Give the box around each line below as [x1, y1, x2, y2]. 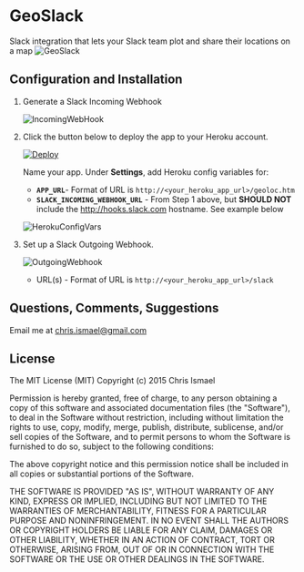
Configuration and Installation [9, 72, 183, 87]
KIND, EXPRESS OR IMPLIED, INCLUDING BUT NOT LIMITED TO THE [9, 495, 268, 506]
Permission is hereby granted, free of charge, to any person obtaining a [9, 393, 278, 403]
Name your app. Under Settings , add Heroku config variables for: [22, 166, 269, 178]
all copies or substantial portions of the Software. [9, 468, 194, 479]
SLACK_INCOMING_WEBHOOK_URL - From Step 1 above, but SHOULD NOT [35, 193, 292, 205]
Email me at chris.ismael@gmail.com [9, 324, 147, 335]
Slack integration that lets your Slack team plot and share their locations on [9, 36, 291, 46]
